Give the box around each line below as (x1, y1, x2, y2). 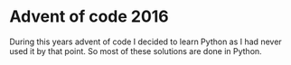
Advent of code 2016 (9, 6, 169, 27)
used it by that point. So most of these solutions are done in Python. (9, 45, 262, 56)
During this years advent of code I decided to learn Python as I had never (9, 36, 282, 47)
